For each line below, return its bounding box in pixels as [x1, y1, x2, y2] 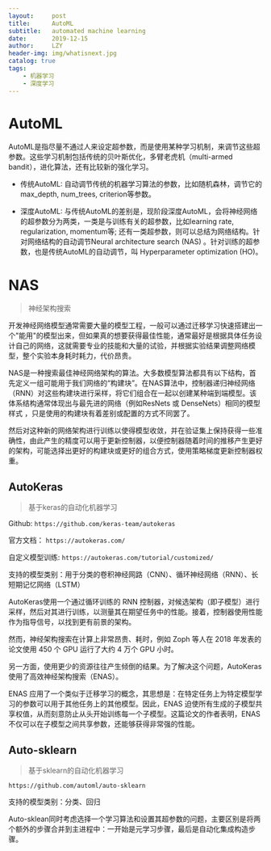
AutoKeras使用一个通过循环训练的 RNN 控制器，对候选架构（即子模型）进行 [8, 597, 261, 607]
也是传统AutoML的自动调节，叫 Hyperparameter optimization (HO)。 [34, 247, 263, 257]
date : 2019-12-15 [8, 34, 89, 43]
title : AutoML [8, 19, 74, 27]
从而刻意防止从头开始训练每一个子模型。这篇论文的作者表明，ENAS [35, 709, 261, 719]
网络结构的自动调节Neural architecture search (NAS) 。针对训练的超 [27, 237, 253, 246]
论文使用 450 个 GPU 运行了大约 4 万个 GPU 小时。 [8, 644, 179, 655]
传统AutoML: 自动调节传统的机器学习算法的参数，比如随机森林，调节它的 [19, 179, 263, 189]
